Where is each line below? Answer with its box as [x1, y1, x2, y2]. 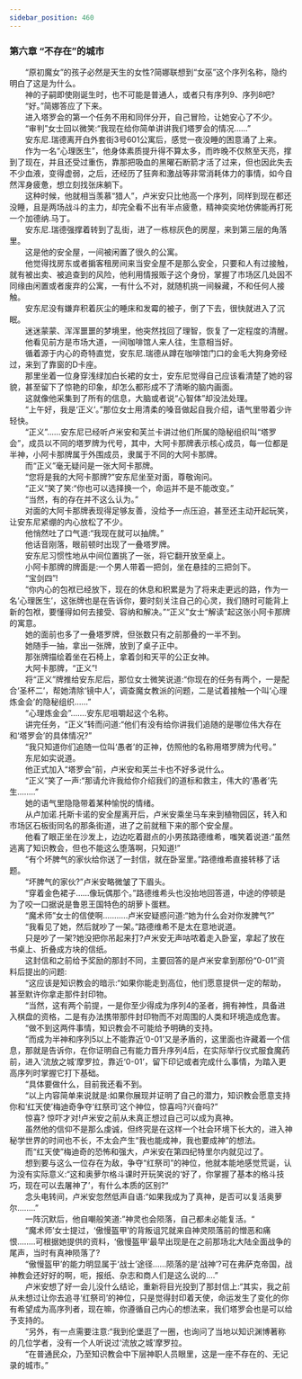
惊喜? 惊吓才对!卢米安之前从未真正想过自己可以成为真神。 [24, 1112, 239, 1123]
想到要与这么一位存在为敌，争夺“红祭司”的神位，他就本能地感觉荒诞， [24, 1157, 285, 1168]
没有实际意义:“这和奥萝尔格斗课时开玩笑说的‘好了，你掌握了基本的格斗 [16, 1169, 277, 1179]
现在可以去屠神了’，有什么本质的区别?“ [24, 1179, 169, 1190]
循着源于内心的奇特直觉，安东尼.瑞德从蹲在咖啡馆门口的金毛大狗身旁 [24, 347, 280, 358]
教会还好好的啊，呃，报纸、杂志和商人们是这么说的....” [16, 1269, 218, 1280]
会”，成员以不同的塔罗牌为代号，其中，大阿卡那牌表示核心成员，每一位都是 [9, 437, 289, 448]
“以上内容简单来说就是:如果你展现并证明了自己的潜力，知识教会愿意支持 [24, 1089, 291, 1100]
